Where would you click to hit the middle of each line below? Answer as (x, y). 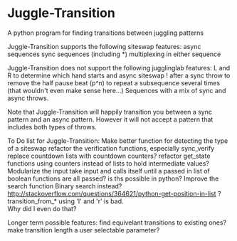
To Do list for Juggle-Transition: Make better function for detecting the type (118, 141)
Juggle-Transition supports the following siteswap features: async (104, 46)
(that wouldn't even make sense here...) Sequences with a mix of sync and (117, 90)
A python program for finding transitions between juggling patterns (106, 33)
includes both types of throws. (52, 127)
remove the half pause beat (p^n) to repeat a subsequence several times (114, 82)
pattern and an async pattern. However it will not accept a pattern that (110, 119)
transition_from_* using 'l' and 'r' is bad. (65, 201)
